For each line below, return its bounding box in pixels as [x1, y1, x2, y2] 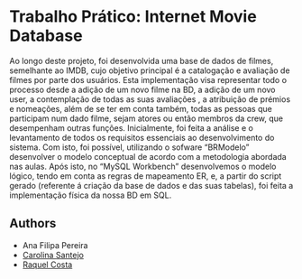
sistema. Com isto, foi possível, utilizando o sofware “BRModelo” [9, 142, 250, 153]
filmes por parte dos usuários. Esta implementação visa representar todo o [9, 74, 287, 85]
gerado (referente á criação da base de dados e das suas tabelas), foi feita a [9, 180, 294, 191]
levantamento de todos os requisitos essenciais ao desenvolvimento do [9, 132, 275, 143]
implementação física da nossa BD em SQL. [9, 190, 172, 200]
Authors [9, 216, 57, 231]
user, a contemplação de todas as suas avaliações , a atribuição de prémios [9, 93, 291, 105]
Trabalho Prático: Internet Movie [9, 6, 257, 27]
